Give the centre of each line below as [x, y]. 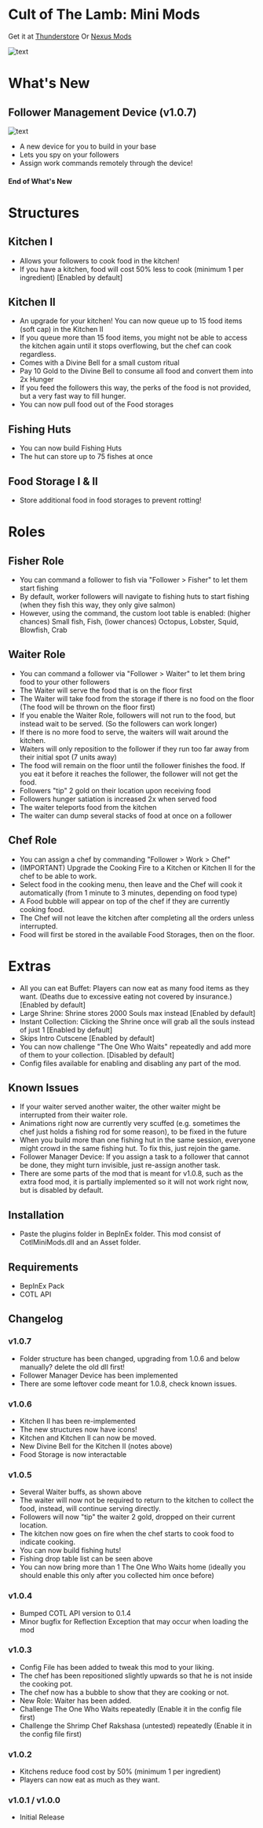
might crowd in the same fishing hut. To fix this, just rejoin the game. [130, 1149]
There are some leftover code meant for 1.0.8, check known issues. [128, 1383]
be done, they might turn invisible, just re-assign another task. [120, 1165]
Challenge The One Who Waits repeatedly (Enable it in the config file [130, 1708]
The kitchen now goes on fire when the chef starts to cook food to [126, 1534]
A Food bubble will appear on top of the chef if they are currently [124, 901]
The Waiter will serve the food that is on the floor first [106, 690]
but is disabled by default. [61, 1190]
